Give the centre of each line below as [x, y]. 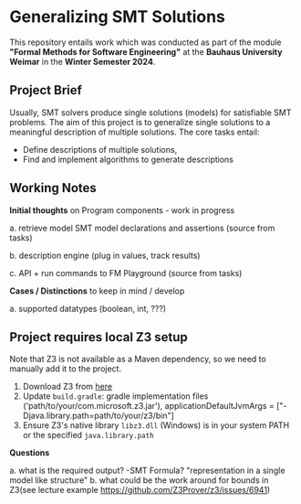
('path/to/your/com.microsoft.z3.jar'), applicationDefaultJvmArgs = [149, 406]
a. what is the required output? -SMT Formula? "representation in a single [147, 471]
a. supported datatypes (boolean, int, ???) [88, 308]
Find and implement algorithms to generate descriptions [128, 159]
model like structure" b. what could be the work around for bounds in [139, 480]
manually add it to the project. [65, 369]
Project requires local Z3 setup [99, 337]
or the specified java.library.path [88, 435]
